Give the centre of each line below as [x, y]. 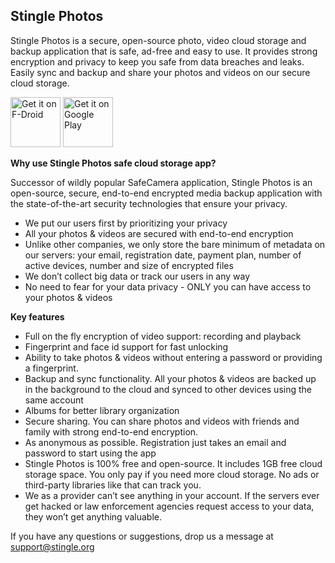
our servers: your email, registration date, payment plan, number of [163, 255]
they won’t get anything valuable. [93, 516]
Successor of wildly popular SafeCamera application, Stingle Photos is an [161, 182]
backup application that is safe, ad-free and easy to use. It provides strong [164, 51]
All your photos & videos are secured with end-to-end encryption [159, 233]
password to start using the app [90, 453]
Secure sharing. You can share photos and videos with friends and [162, 421]
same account [54, 400]
